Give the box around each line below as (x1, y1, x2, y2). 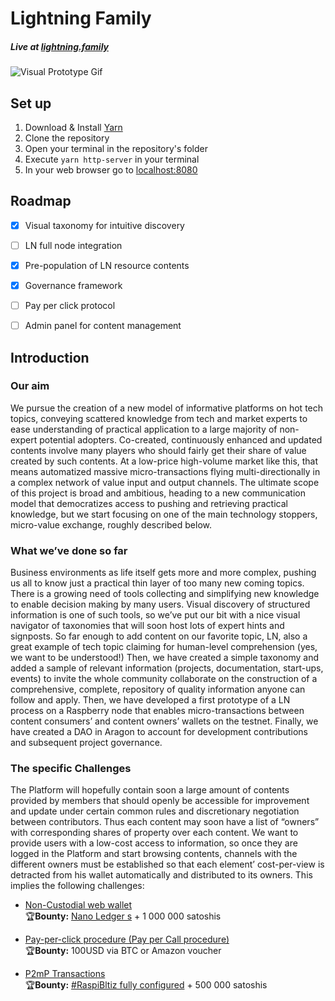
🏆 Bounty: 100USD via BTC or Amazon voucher (24, 945, 222, 957)
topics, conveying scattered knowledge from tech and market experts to (10, 412, 308, 424)
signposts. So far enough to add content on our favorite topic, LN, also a (10, 630, 308, 642)
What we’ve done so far (10, 543, 128, 557)
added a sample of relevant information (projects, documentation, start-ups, (10, 662, 324, 674)
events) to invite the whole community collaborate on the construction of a (10, 673, 318, 685)
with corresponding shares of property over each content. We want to (10, 827, 299, 839)
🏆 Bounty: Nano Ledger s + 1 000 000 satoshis (24, 910, 222, 922)
